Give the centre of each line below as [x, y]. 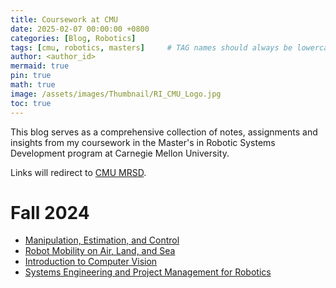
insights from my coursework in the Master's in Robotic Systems [143, 142]
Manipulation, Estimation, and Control [102, 240]
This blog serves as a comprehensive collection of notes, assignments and [164, 132]
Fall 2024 [50, 212]
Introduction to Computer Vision [91, 262]
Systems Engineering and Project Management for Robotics [148, 272]
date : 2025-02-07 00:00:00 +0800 [80, 29]
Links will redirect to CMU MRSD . [78, 172]
